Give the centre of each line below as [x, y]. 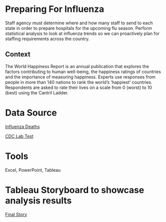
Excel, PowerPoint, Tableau [33, 170]
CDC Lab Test [19, 136]
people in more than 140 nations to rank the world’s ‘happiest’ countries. [79, 82]
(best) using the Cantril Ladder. [37, 92]
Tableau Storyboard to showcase [75, 190]
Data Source [31, 112]
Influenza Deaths [23, 126]
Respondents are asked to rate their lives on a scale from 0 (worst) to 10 [79, 87]
